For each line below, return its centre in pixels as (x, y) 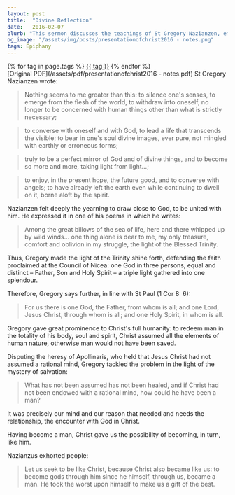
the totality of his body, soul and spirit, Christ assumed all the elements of (113, 336)
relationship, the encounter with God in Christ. (73, 421)
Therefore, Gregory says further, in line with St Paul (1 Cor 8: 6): (99, 294)
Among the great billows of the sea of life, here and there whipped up (124, 229)
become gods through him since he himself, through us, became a (120, 476)
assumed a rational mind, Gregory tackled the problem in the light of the (111, 364)
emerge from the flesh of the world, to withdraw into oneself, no (116, 102)
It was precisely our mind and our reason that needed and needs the (106, 413)
